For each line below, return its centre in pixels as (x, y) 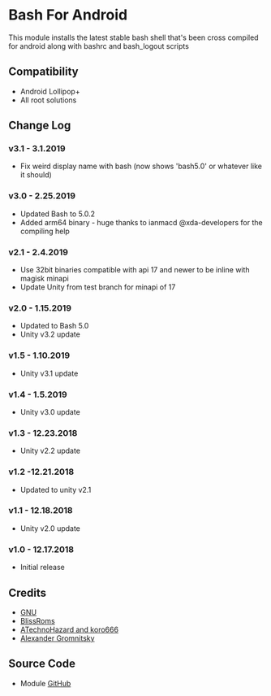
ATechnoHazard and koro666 (69, 629)
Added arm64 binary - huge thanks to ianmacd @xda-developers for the (141, 222)
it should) (36, 175)
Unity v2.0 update (50, 528)
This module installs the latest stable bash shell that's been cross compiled (133, 37)
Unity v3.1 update (49, 373)
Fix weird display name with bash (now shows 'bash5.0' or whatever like (141, 166)
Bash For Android (68, 15)
